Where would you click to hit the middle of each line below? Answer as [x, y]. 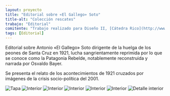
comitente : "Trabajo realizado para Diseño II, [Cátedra [67, 29]
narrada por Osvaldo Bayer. [34, 64]
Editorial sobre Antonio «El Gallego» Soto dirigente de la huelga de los [78, 47]
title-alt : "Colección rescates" [40, 19]
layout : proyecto [24, 10]
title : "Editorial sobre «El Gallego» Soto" [53, 15]
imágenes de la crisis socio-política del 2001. [52, 79]
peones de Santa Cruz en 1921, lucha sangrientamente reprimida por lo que [84, 53]
